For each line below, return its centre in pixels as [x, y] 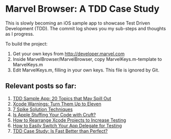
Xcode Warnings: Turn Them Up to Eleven [57, 104]
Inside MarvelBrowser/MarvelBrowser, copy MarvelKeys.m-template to [87, 59]
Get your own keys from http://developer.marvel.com [69, 54]
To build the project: [26, 43]
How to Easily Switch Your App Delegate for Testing [67, 125]
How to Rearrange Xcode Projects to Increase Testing [69, 120]
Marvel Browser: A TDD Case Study [82, 9]
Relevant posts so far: [41, 86]
